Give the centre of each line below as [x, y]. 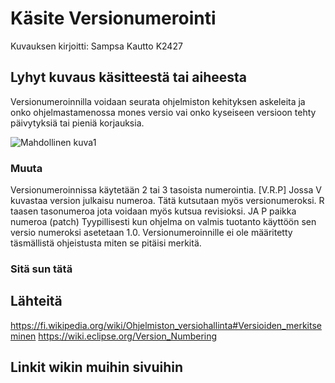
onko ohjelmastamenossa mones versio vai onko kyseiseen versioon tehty [163, 112]
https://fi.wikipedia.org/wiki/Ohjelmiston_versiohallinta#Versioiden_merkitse [166, 325]
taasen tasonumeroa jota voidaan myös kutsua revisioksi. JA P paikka [153, 211]
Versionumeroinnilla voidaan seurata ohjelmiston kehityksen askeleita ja [158, 101]
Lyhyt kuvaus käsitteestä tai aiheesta [129, 77]
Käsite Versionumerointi [113, 18]
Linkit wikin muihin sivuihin [97, 367]
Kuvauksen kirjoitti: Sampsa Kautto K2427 [96, 46]
